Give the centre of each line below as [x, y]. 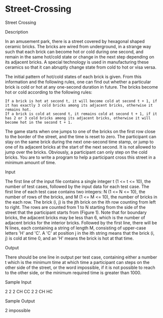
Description [16, 32]
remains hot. [18, 110]
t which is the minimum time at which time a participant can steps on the [77, 262]
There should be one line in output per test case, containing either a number [81, 257]
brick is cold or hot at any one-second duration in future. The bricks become [81, 87]
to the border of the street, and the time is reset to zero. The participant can [81, 136]
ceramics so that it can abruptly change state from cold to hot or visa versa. [81, 67]
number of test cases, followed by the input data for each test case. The [77, 187]
